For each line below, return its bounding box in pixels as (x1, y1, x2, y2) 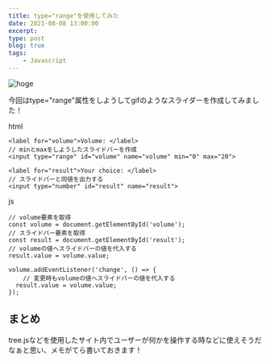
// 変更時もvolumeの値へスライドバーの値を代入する (23, 274, 176, 282)
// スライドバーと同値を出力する (8, 175, 103, 183)
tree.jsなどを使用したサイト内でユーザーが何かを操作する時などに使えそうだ (8, 335, 262, 344)
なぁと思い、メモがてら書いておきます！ (8, 345, 143, 355)
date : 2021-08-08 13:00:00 (8, 19, 99, 27)
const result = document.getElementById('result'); (8, 236, 185, 244)
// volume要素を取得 (8, 213, 71, 221)
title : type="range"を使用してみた (8, 11, 119, 20)
